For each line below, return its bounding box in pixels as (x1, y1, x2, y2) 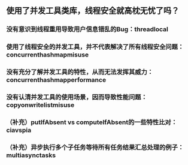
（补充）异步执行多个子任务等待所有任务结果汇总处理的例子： (6, 143, 184, 151)
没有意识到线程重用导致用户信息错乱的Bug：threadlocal (6, 25, 169, 34)
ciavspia (6, 126, 32, 134)
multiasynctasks (6, 151, 56, 159)
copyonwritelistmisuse (6, 101, 75, 109)
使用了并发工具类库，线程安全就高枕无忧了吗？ (6, 5, 180, 16)
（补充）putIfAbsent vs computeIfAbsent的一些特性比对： (6, 118, 178, 126)
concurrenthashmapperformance (6, 76, 107, 84)
